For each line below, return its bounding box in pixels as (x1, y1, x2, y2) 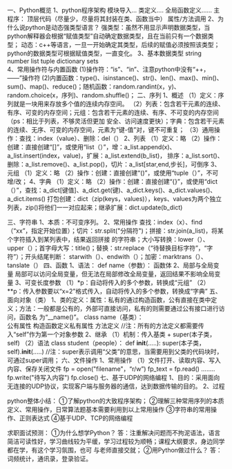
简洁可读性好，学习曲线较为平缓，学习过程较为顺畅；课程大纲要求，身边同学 (7, 437, 225, 446)
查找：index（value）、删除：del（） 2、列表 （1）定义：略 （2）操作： (19, 134, 222, 142)
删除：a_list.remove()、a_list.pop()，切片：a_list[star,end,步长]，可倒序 (7, 160, 209, 168)
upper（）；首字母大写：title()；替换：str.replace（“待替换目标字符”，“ (7, 244, 207, 252)
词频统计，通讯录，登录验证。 (7, 454, 92, 463)
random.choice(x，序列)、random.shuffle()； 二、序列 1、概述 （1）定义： (7, 91, 219, 99)
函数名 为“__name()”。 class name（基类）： (19, 313, 144, 321)
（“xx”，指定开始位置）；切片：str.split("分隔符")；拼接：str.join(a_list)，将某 (7, 227, 224, 235)
